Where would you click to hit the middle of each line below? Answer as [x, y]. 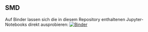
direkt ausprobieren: [48, 24]
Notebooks [16, 24]
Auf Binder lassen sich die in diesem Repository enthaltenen [65, 19]
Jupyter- [135, 19]
